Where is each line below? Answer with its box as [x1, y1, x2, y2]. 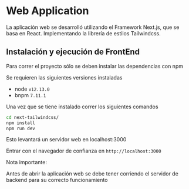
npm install [6, 120, 35, 126]
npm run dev [6, 125, 35, 131]
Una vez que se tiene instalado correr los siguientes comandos [6, 103, 158, 110]
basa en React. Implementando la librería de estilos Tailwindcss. [6, 29, 161, 37]
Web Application [6, 4, 89, 18]
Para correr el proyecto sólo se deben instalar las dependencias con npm [6, 62, 184, 69]
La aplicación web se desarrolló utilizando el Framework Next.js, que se [6, 24, 180, 31]
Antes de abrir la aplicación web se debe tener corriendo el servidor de [6, 170, 179, 177]
